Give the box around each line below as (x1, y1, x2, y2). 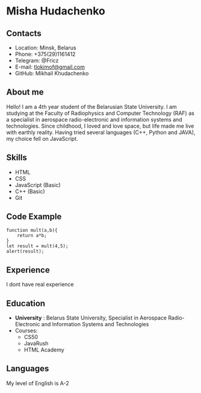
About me (6, 87, 44, 97)
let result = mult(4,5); (6, 243, 69, 249)
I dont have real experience (6, 281, 74, 288)
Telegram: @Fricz (14, 57, 59, 64)
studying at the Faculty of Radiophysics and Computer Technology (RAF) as (6, 110, 194, 117)
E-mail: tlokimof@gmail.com (14, 63, 85, 70)
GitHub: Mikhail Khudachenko (14, 70, 89, 76)
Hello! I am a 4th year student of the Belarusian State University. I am (6, 103, 178, 110)
